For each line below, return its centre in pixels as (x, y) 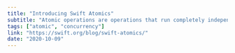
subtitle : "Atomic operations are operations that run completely (106, 20)
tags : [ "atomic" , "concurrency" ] (56, 26)
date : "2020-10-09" (36, 39)
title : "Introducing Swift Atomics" (60, 13)
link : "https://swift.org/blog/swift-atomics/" (78, 33)
